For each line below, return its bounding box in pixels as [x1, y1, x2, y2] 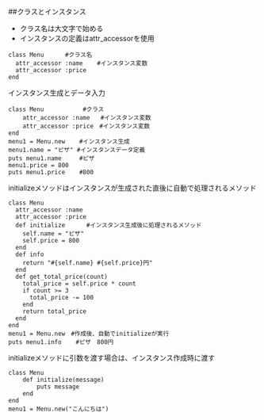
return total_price [22, 307, 87, 315]
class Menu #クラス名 [8, 51, 93, 59]
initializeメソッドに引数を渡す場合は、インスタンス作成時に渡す [8, 353, 216, 362]
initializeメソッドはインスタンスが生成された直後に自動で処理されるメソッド [8, 183, 257, 193]
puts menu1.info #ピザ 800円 [8, 338, 114, 346]
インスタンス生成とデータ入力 [8, 88, 105, 97]
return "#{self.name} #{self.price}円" [22, 259, 153, 267]
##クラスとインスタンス [8, 7, 86, 16]
